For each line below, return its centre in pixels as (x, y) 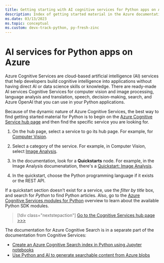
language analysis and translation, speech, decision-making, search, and (79, 97)
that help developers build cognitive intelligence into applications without (79, 81)
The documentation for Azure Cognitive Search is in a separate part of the (80, 230)
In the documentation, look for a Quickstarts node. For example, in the (83, 161)
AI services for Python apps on (69, 52)
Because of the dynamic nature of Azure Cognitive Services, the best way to (82, 112)
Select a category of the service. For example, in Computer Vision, (79, 146)
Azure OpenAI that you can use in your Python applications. (65, 102)
